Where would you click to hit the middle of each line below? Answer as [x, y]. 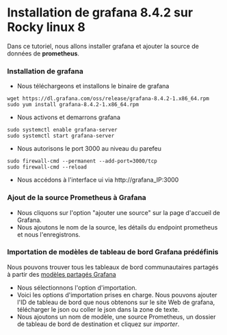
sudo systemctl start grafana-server [61, 136]
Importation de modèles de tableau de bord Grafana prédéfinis [113, 252]
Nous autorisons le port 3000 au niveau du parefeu [89, 149]
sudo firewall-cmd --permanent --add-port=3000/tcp [82, 161]
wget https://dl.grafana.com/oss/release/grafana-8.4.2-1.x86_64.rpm [108, 99]
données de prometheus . [43, 53]
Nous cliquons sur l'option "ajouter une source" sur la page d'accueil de [119, 212]
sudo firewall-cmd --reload [47, 167]
